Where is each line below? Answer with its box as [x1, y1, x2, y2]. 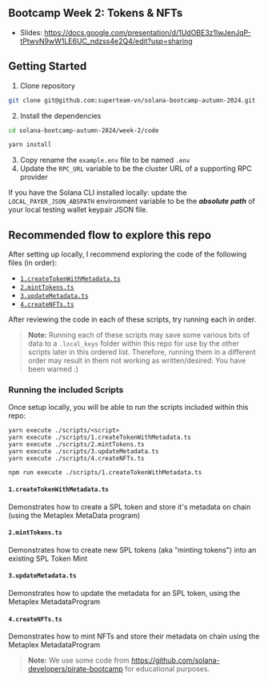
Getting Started [8, 59, 87, 73]
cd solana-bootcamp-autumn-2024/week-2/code [8, 126, 159, 135]
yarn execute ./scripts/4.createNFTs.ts [8, 455, 146, 463]
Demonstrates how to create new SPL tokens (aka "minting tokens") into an [8, 545, 257, 554]
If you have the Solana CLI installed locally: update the [8, 188, 187, 197]
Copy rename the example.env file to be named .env [19, 156, 190, 165]
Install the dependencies [19, 111, 102, 120]
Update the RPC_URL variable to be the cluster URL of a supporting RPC [19, 164, 252, 173]
